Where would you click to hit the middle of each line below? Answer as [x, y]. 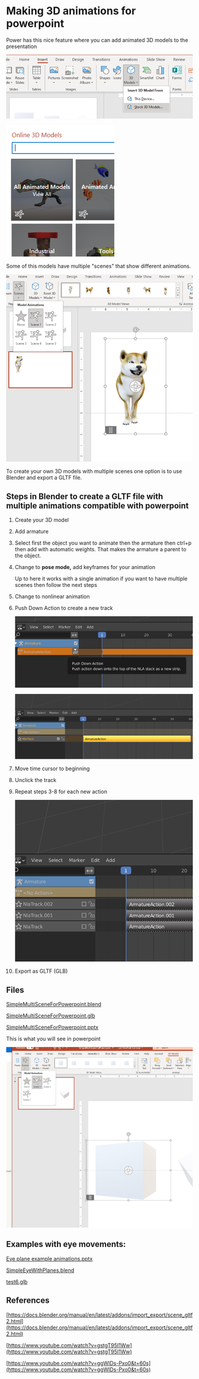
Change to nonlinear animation [52, 596]
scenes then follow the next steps [56, 585]
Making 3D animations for [71, 11]
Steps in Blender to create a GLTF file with [85, 496]
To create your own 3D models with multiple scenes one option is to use [94, 472]
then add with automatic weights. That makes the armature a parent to [100, 549]
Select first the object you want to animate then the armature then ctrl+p [103, 543]
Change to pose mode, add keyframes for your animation [85, 567]
